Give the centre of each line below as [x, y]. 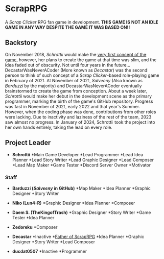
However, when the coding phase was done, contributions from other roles [81, 112]
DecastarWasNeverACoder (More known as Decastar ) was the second [76, 70]
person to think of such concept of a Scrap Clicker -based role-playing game [82, 75]
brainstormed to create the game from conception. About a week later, [76, 91]
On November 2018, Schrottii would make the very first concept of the [76, 54]
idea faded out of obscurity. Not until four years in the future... [68, 65]
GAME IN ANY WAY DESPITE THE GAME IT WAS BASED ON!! [68, 27]
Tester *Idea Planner [33, 217]
